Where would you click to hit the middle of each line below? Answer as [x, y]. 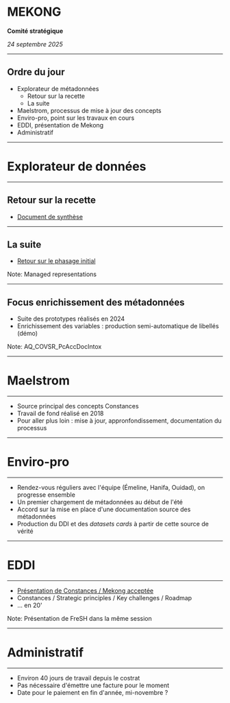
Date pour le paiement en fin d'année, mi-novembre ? [92, 692]
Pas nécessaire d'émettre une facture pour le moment [93, 685]
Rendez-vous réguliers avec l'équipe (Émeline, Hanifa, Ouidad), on [111, 488]
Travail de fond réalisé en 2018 [60, 414]
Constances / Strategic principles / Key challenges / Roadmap [104, 597]
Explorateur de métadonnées [58, 88]
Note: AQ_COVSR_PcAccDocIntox [54, 347]
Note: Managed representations [52, 274]
